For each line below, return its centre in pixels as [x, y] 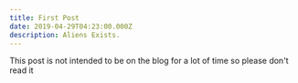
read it [21, 70]
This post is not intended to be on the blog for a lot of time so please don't [149, 61]
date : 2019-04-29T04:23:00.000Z [71, 26]
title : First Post [44, 18]
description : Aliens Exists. [65, 35]
